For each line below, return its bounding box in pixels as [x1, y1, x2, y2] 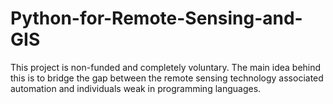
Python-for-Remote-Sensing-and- [10, 7, 303, 30]
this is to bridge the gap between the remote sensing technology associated [10, 72, 324, 84]
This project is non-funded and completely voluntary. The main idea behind [10, 61, 322, 73]
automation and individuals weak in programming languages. [10, 82, 262, 94]
